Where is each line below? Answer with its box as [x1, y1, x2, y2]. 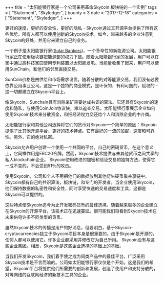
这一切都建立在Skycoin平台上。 [5, 89, 68, 94]
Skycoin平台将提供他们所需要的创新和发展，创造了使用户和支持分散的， [13, 266, 158, 271]
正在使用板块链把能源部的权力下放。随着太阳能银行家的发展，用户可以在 [13, 54, 159, 60]
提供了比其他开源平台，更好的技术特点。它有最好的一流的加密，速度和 [5, 128, 146, 134]
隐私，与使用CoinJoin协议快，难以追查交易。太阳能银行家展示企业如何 [13, 105, 156, 111]
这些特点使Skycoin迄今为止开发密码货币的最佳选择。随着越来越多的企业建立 [5, 202, 158, 208]
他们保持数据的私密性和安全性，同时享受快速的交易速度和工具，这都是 [5, 186, 146, 191]
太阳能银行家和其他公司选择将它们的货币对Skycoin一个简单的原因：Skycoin [5, 122, 157, 127]
